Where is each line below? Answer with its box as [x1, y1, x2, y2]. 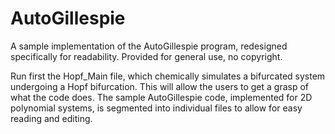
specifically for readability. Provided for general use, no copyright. [10, 50, 283, 62]
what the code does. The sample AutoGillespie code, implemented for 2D [10, 91, 313, 103]
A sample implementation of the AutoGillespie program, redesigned [10, 40, 288, 52]
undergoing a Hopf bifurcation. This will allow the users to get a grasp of [10, 80, 310, 92]
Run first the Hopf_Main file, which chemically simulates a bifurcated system [10, 70, 326, 82]
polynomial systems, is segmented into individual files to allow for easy [10, 102, 303, 114]
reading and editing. [10, 112, 93, 124]
